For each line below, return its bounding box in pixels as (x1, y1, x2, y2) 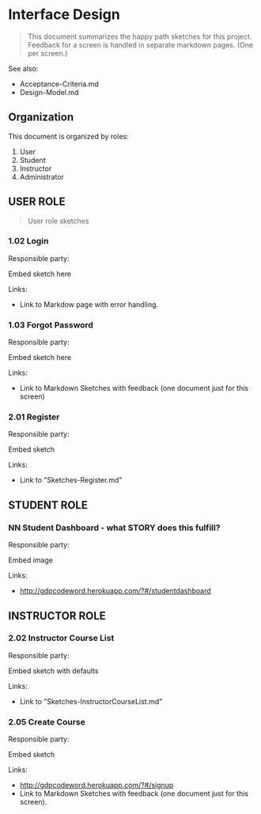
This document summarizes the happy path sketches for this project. (27, 32, 252, 41)
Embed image (8, 555, 54, 565)
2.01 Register (8, 411, 60, 422)
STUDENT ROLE (8, 498, 89, 512)
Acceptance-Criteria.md (19, 79, 99, 89)
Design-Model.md (19, 87, 79, 97)
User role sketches (27, 216, 89, 225)
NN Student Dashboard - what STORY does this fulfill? (8, 522, 221, 533)
